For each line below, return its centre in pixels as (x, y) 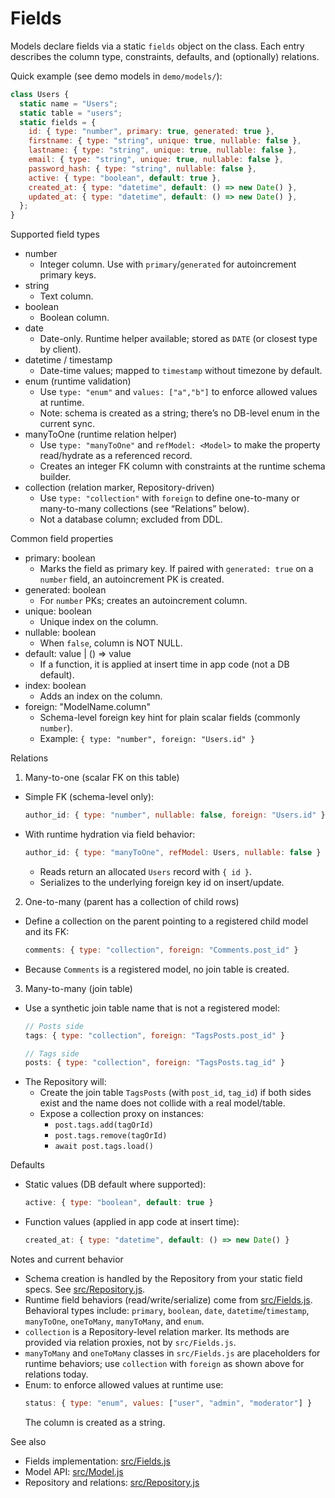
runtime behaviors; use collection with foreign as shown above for (164, 1364)
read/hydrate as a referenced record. (116, 456)
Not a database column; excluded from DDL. (131, 519)
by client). (60, 349)
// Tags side (52, 1053)
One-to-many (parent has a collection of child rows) (132, 901)
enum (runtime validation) (78, 381)
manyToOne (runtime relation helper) (101, 434)
